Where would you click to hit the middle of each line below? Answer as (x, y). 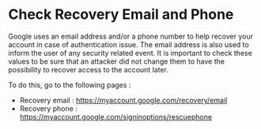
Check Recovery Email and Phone (121, 15)
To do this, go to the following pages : (70, 85)
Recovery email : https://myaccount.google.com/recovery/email (123, 100)
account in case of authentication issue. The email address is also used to (129, 44)
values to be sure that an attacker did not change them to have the (117, 61)
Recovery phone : (48, 109)
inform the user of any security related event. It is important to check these (130, 53)
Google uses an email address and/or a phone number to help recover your (130, 36)
